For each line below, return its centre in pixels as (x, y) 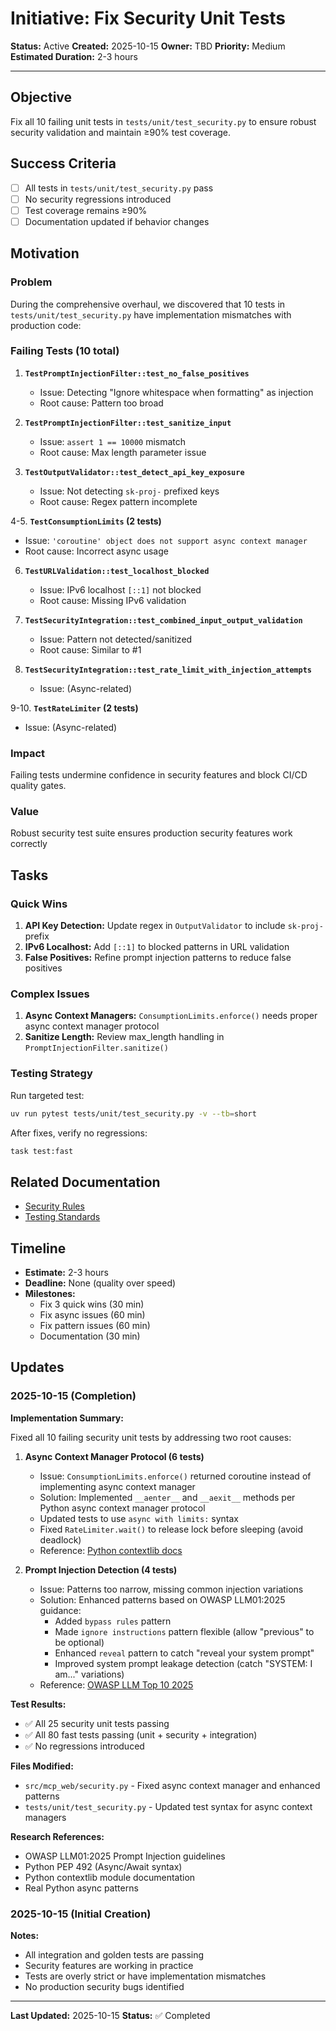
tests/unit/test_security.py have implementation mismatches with (151, 314)
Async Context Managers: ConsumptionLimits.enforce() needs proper (171, 1016)
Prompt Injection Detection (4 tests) (101, 1569)
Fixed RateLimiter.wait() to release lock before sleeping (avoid (171, 1529)
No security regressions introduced (98, 199)
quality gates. (38, 786)
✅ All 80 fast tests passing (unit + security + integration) (141, 1734)
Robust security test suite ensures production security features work (151, 833)
